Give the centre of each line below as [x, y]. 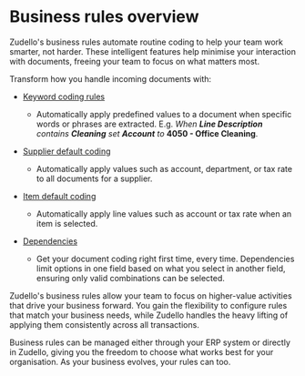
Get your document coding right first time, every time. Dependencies [165, 259]
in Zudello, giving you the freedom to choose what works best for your [142, 351]
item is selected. [67, 223]
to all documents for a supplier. [94, 178]
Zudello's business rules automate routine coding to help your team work [147, 42]
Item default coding [59, 196]
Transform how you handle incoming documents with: [111, 78]
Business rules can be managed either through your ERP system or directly [150, 342]
